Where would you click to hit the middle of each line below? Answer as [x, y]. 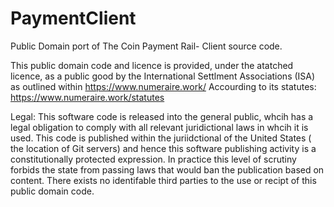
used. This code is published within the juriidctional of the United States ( [161, 138]
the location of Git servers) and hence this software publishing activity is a [163, 148]
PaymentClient [73, 18]
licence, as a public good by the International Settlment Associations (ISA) [163, 76]
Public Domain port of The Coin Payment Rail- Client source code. [146, 46]
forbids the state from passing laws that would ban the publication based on [167, 169]
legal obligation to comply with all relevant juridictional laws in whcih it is [159, 127]
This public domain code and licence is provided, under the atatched [152, 65]
